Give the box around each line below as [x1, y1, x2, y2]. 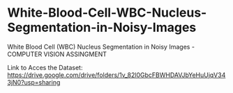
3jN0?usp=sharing [7, 78, 61, 86]
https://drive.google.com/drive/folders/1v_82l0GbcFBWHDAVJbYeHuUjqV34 [7, 71, 226, 79]
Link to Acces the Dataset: [7, 63, 83, 71]
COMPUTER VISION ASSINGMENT [7, 50, 107, 58]
